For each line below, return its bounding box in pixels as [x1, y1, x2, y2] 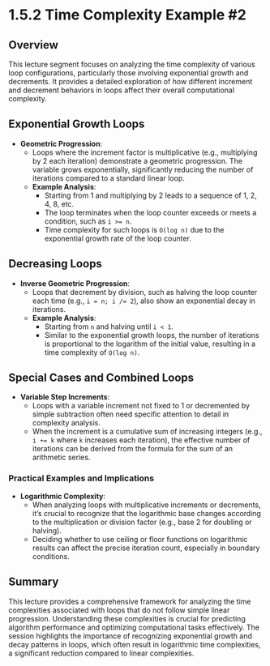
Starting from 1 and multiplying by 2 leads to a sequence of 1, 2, [44, 190, 257, 200]
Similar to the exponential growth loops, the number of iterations [44, 330, 259, 339]
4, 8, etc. [44, 199, 75, 208]
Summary [8, 575, 59, 589]
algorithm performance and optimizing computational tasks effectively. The [8, 622, 259, 632]
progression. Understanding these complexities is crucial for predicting [8, 613, 246, 623]
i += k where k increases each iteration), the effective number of [32, 435, 251, 445]
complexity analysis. [32, 418, 101, 428]
